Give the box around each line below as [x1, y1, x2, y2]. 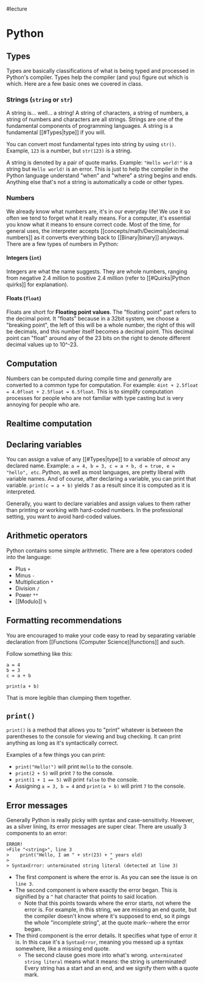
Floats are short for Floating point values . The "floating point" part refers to [6, 308, 197, 316]
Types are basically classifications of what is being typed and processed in [6, 67, 195, 74]
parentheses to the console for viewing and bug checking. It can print [6, 733, 181, 740]
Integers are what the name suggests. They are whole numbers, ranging [6, 267, 188, 275]
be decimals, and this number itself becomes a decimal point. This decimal [6, 328, 194, 335]
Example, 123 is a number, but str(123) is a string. [6, 147, 132, 155]
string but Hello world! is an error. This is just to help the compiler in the [6, 165, 189, 173]
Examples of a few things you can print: [6, 751, 106, 759]
